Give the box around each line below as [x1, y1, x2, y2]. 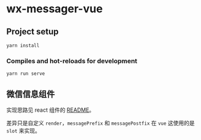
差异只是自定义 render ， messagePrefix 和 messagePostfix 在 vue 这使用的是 [6, 119, 195, 127]
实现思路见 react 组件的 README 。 [6, 106, 95, 114]
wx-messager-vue [6, 2, 103, 16]
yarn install [6, 42, 40, 49]
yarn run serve [6, 71, 45, 77]
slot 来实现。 [6, 127, 41, 134]
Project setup [6, 26, 59, 37]
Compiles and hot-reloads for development [6, 56, 138, 65]
